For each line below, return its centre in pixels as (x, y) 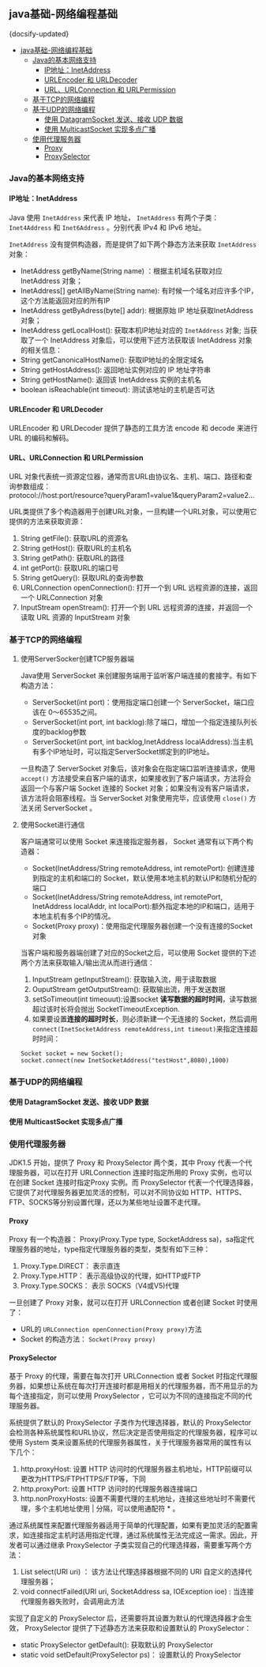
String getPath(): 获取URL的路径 (72, 558)
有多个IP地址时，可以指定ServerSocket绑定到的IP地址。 (123, 751)
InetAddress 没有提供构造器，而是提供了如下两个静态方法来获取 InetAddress (133, 244)
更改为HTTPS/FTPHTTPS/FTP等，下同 (83, 1479)
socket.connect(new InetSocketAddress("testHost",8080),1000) (125, 1060)
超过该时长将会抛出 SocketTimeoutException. (106, 1009)
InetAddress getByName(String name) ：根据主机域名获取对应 (122, 270)
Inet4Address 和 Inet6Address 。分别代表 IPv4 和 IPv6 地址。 (107, 227)
